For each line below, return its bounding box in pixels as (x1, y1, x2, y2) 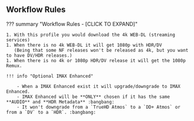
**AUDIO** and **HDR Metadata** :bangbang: (6, 99, 115, 105)
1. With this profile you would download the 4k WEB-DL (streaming (6, 32, 176, 38)
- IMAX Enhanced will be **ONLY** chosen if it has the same (17, 94, 170, 100)
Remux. (6, 63, 22, 68)
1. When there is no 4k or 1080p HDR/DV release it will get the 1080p (6, 57, 186, 64)
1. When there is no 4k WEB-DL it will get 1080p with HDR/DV (6, 42, 162, 48)
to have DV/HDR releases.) (6, 53, 73, 58)
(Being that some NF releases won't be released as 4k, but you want (14, 47, 189, 53)
